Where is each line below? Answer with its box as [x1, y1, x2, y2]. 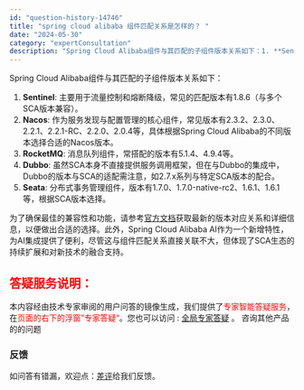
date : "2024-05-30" [9, 30, 83, 39]
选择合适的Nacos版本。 [30, 137, 119, 148]
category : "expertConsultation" [9, 38, 131, 48]
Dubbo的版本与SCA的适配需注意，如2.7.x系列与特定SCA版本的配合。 [22, 171, 280, 181]
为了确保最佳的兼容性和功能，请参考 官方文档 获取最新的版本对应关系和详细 [9, 213, 287, 224]
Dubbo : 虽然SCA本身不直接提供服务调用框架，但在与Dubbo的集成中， [22, 160, 285, 171]
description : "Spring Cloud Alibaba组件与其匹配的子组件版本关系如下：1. [9, 47, 270, 56]
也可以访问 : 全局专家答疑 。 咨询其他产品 [135, 312, 290, 323]
